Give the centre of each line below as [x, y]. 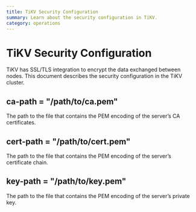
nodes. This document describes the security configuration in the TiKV [94, 76]
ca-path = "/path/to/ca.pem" [62, 101]
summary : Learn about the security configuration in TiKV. [82, 18]
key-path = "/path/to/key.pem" [66, 181]
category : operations [33, 23]
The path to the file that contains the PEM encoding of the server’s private [98, 196]
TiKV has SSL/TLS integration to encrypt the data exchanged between [93, 69]
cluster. [16, 83]
